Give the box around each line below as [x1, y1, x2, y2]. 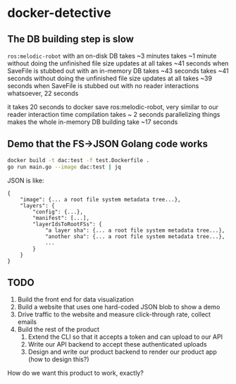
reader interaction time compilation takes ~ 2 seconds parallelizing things [7, 111, 221, 118]
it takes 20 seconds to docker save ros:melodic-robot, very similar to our [7, 103, 219, 111]
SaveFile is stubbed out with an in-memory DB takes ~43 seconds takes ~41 [7, 67, 229, 75]
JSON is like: [7, 176, 44, 185]
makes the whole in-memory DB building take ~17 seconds [7, 118, 178, 126]
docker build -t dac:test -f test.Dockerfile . [7, 156, 150, 163]
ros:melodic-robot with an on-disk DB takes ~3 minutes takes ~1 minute [7, 51, 217, 60]
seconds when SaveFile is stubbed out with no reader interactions [7, 82, 199, 89]
